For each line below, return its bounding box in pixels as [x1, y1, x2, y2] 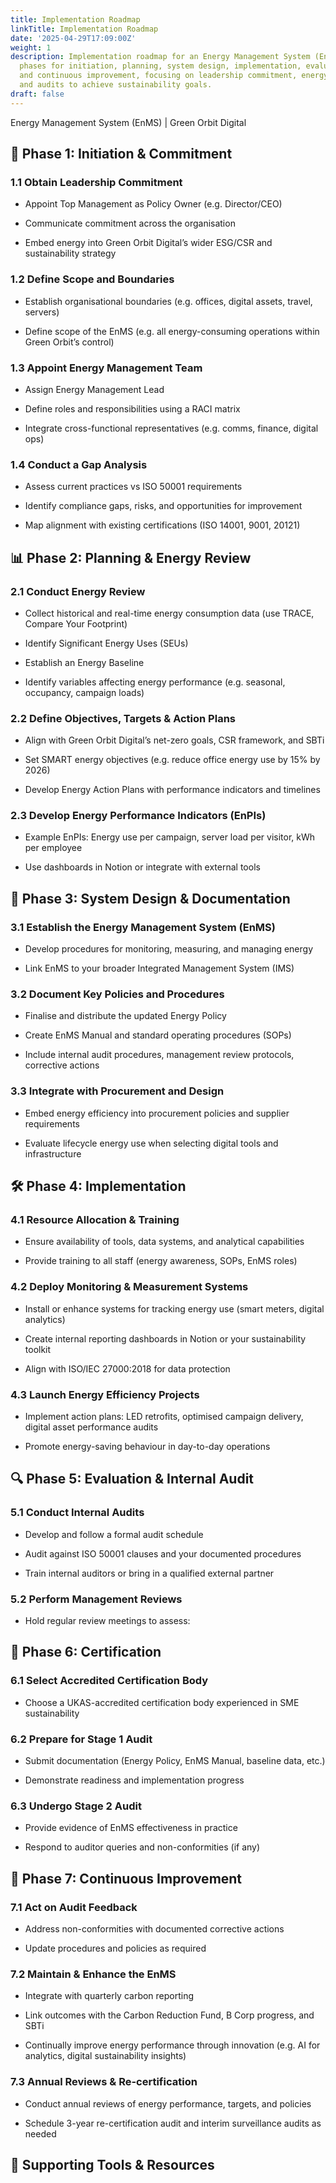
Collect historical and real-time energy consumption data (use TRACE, [24, 607, 315, 619]
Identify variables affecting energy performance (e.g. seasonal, [24, 676, 286, 688]
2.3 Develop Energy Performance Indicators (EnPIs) [10, 809, 267, 823]
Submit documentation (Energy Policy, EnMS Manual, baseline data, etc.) [24, 1755, 326, 1767]
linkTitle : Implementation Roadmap [10, 24, 159, 34]
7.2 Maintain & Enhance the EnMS [10, 1967, 177, 1981]
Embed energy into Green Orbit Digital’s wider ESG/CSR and [24, 237, 273, 249]
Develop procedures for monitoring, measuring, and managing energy [24, 943, 314, 955]
